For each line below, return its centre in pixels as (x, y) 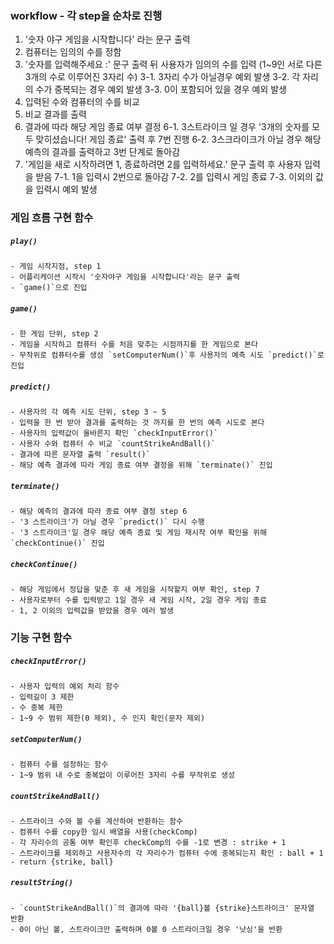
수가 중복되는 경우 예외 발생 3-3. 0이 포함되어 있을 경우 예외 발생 (161, 89)
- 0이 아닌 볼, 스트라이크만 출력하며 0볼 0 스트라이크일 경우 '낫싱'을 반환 (146, 929)
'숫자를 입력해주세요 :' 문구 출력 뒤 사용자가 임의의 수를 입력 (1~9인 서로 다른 (173, 64)
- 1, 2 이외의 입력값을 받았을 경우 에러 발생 (92, 611)
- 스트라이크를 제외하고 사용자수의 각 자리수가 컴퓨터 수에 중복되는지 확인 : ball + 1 (167, 853)
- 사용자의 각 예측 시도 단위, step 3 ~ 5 (88, 412)
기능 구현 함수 (41, 637)
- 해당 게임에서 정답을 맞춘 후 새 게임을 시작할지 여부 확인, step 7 (135, 590)
